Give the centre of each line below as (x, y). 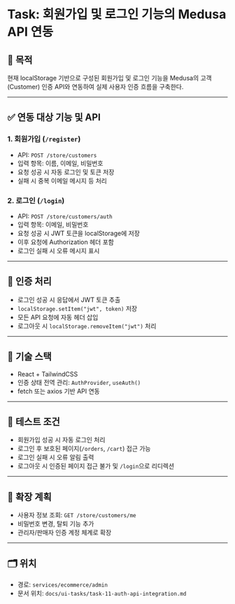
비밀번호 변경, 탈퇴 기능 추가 (56, 524)
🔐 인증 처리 (30, 282)
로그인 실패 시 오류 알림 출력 (56, 457)
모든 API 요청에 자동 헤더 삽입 (58, 317)
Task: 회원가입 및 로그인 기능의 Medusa (117, 14)
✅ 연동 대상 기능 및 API (54, 117)
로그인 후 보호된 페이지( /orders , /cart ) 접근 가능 (84, 449)
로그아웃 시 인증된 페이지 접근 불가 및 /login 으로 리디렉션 (96, 466)
